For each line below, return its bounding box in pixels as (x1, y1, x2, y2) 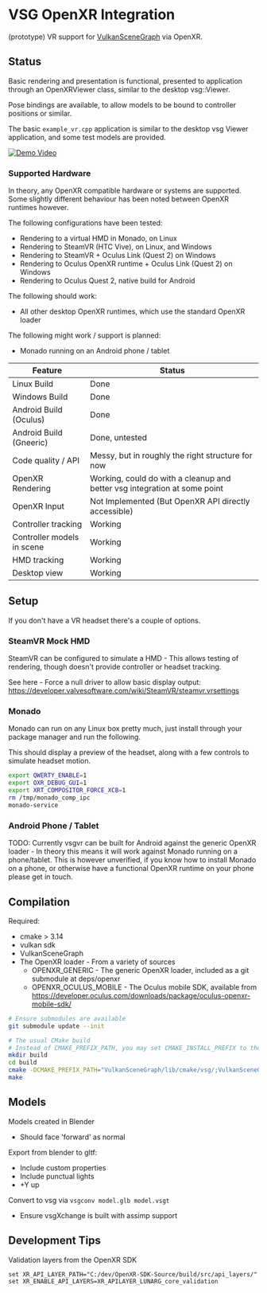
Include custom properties (19, 1162, 106, 1172)
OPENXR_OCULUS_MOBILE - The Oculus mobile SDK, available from (31, 982, 257, 992)
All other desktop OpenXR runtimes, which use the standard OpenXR (19, 307, 246, 316)
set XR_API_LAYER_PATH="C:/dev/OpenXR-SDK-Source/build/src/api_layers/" (8, 1270, 258, 1279)
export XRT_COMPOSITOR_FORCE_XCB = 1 (8, 787, 126, 795)
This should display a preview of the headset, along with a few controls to (8, 748, 250, 757)
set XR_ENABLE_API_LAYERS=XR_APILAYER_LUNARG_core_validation (8, 1277, 219, 1285)
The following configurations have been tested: (8, 218, 163, 228)
